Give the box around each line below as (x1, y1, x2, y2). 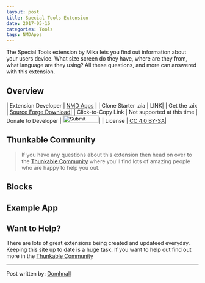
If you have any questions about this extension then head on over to (21, 151, 192, 158)
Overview (6, 86, 45, 96)
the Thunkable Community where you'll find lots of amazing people (21, 157, 190, 165)
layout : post (6, 9, 40, 15)
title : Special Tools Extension (6, 15, 88, 21)
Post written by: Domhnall (6, 270, 71, 277)
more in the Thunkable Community (6, 252, 93, 260)
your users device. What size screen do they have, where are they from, (6, 55, 188, 62)
